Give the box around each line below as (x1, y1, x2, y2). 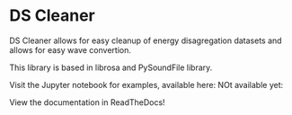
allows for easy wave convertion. (9, 44, 132, 55)
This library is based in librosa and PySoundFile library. (9, 62, 213, 73)
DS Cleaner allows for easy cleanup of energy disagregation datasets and (9, 35, 282, 46)
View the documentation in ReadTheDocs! (9, 96, 165, 108)
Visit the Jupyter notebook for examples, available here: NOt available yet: (9, 79, 284, 90)
